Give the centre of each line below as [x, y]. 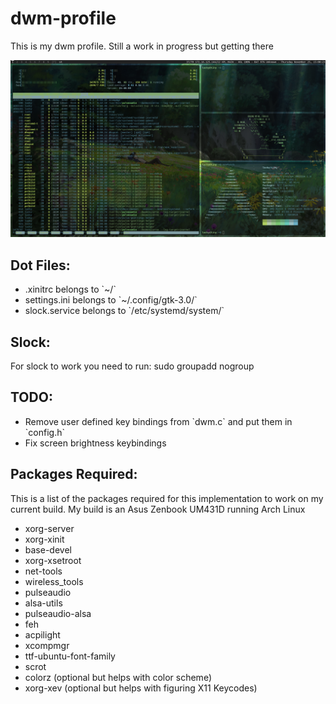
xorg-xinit [44, 539]
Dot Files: [40, 265]
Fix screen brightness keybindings [95, 443]
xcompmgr [47, 645]
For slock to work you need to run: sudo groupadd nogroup [132, 366]
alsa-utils [43, 603]
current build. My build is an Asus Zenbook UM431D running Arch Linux [158, 509]
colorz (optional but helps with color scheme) [118, 677]
